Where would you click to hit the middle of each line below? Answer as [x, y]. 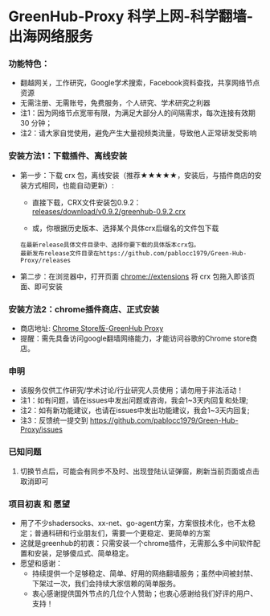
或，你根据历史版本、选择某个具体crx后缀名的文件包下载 [125, 228]
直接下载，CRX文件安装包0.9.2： [86, 202]
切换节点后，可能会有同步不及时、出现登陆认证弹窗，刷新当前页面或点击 [139, 471]
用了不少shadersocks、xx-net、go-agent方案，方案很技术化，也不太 [134, 523]
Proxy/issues [41, 430]
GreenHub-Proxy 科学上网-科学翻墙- [131, 17]
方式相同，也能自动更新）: [70, 185]
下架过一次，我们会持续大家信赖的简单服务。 [106, 583]
